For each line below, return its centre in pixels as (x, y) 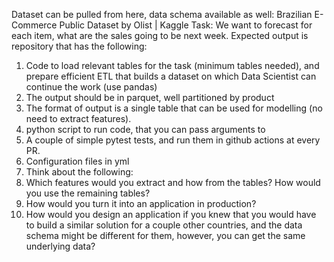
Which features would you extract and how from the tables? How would (173, 182)
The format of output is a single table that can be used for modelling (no (174, 108)
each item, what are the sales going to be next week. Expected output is (160, 35)
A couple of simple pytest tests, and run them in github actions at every (173, 140)
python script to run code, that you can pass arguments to (145, 129)
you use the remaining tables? (88, 193)
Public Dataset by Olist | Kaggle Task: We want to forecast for (186, 25)
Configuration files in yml (77, 161)
